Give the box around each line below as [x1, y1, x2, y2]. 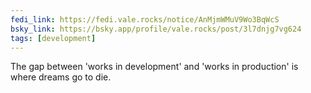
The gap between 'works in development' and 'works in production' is [10, 61, 299, 73]
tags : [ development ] [10, 33, 97, 43]
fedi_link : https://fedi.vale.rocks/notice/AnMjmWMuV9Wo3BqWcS [10, 14, 280, 25]
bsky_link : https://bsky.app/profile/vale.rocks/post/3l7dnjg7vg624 [10, 24, 302, 34]
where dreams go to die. [10, 71, 112, 83]
